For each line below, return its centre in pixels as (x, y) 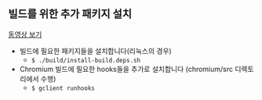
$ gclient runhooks (63, 88)
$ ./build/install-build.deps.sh (86, 60)
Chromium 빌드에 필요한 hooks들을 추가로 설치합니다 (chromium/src (126, 69)
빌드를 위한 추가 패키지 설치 (70, 14)
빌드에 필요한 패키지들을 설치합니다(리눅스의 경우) (96, 51)
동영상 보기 (25, 34)
